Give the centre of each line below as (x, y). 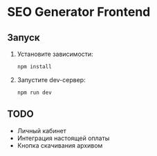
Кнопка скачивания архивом (60, 145)
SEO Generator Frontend (79, 12)
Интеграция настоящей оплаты (63, 138)
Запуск (24, 38)
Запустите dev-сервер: (51, 79)
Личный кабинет (42, 130)
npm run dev (34, 92)
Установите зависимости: (55, 54)
